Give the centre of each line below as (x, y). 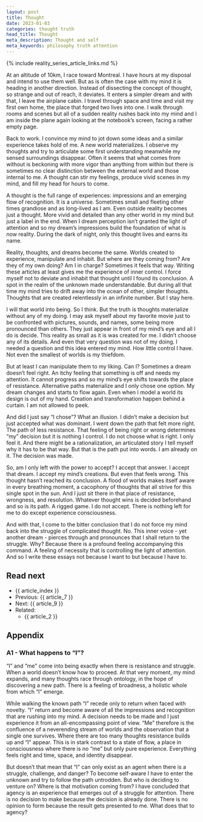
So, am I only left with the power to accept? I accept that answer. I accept (98, 467)
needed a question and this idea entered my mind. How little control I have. (100, 348)
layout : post (23, 12)
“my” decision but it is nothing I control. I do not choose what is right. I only (100, 436)
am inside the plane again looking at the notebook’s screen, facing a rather (99, 120)
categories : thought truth (40, 29)
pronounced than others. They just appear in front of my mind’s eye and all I (101, 328)
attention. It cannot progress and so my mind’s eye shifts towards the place (100, 379)
